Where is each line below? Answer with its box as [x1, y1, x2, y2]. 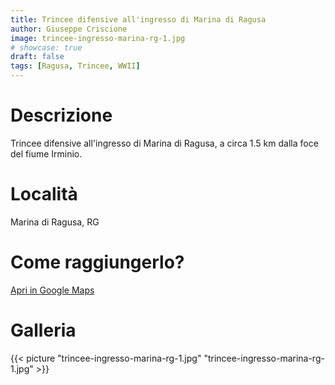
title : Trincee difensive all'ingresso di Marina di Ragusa [10, 14, 267, 25]
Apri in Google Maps [10, 284, 95, 296]
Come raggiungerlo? [10, 251, 185, 274]
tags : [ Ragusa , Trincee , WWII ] [10, 61, 141, 71]
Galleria [10, 319, 77, 341]
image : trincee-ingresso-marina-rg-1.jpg [10, 33, 186, 43]
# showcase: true [10, 42, 83, 53]
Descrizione [10, 104, 113, 127]
